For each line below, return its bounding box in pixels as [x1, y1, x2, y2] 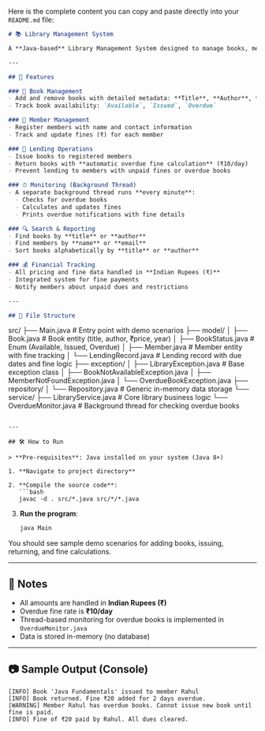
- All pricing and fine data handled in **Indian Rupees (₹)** [8, 268, 221, 276]
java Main [19, 524, 53, 532]
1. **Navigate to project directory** [8, 468, 136, 476]
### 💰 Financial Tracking [8, 261, 96, 269]
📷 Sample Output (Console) [8, 662, 148, 677]
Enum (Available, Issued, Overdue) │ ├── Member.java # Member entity [8, 342, 243, 352]
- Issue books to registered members [8, 152, 132, 160]
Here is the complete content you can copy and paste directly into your [8, 7, 239, 16]
